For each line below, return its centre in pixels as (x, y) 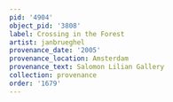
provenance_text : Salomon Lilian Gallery (87, 67)
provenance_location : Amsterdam (69, 59)
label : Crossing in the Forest (67, 34)
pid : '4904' (31, 17)
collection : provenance (53, 75)
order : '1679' (35, 83)
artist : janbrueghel (47, 42)
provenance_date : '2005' (55, 51)
